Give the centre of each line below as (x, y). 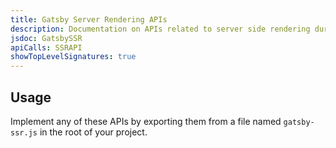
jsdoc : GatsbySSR (46, 38)
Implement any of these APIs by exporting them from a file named (146, 121)
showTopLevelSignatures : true (73, 57)
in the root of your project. (93, 132)
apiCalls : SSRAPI (46, 47)
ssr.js (24, 132)
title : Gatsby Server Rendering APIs (89, 19)
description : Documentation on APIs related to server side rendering (160, 29)
